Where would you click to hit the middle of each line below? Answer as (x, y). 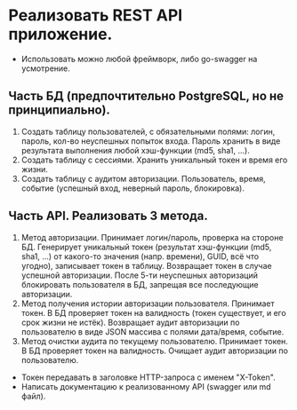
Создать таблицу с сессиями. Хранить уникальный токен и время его (154, 160)
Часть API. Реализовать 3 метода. (108, 216)
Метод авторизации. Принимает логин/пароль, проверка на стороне (152, 237)
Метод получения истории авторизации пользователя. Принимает (148, 304)
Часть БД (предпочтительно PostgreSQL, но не (146, 96)
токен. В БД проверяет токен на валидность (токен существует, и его (153, 312)
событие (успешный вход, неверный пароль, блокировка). (133, 188)
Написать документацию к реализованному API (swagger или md (146, 386)
